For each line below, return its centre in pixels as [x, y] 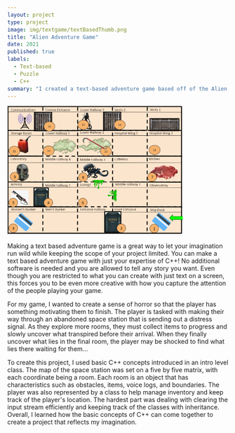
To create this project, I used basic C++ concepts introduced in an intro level [118, 362]
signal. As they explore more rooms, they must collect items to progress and [117, 327]
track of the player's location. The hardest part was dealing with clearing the [117, 399]
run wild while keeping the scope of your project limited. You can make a [112, 253]
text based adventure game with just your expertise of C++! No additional [113, 261]
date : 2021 [23, 44]
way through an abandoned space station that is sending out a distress [110, 319]
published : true [31, 52]
